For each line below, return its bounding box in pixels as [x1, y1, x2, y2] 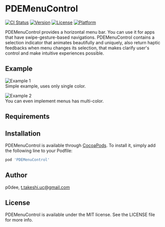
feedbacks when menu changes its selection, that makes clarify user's [5, 45, 150, 51]
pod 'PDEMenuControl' [5, 157, 50, 162]
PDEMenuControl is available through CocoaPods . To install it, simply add [5, 142, 156, 148]
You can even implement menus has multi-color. [5, 98, 104, 104]
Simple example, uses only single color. [5, 83, 86, 89]
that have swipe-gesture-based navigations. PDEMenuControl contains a [5, 34, 155, 40]
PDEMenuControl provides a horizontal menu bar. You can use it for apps [5, 29, 155, 35]
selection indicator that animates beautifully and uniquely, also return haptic [5, 39, 161, 45]
